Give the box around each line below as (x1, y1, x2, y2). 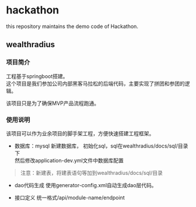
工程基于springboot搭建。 (6, 72, 68, 79)
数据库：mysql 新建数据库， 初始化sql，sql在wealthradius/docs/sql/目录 (14, 142, 188, 149)
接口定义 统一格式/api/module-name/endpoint (14, 194, 125, 201)
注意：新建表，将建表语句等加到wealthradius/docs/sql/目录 (20, 169, 163, 176)
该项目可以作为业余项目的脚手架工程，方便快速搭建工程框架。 (6, 129, 155, 137)
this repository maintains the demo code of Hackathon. (6, 23, 139, 30)
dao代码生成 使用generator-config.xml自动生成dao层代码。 (14, 181, 157, 188)
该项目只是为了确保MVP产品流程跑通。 (6, 100, 100, 107)
